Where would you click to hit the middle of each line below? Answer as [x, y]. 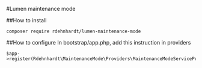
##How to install [26, 20]
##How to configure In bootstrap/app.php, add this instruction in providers [99, 42]
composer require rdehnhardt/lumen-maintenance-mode [74, 31]
